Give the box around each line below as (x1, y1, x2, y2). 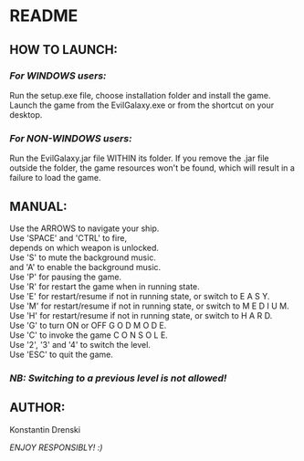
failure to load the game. (9, 173, 101, 183)
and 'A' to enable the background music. (9, 261, 162, 272)
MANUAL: (9, 198, 68, 215)
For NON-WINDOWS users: (9, 131, 132, 144)
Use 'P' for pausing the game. (9, 271, 121, 282)
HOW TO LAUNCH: (9, 42, 119, 58)
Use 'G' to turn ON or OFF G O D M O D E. (9, 320, 167, 330)
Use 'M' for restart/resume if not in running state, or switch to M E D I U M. (9, 300, 289, 311)
